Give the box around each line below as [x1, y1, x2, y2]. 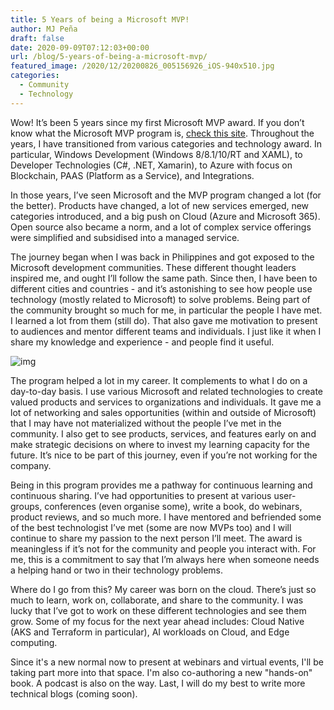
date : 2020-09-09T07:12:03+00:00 [10, 42, 150, 53]
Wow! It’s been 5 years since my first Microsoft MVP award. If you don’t [10, 116, 305, 128]
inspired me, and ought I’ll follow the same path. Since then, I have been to [10, 272, 318, 284]
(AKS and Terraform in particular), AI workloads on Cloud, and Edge [10, 626, 290, 638]
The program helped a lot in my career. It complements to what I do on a [10, 374, 308, 386]
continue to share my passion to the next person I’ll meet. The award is [10, 532, 303, 544]
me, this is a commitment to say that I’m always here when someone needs [10, 553, 320, 565]
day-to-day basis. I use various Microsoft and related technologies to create [10, 385, 323, 397]
